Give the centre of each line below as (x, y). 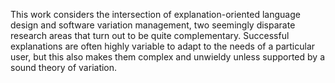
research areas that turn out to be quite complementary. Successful (150, 35)
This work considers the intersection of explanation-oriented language (155, 14)
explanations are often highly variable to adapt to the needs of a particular (163, 46)
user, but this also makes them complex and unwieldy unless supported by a (168, 57)
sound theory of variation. (64, 67)
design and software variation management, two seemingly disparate (153, 25)
